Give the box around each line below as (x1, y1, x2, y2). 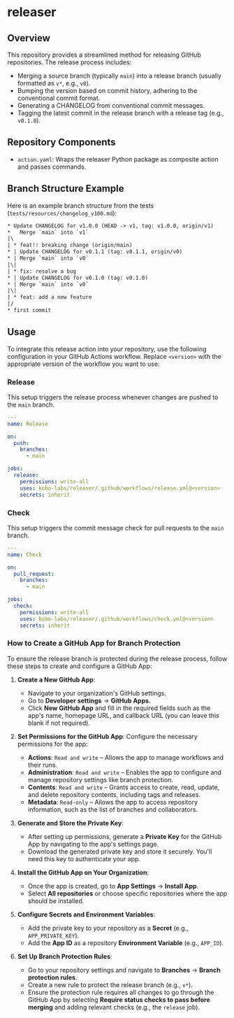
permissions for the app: (17, 740, 89, 748)
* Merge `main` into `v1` (7, 229, 89, 236)
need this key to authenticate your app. (27, 854, 141, 863)
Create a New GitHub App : (17, 675, 96, 684)
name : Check (7, 551, 42, 558)
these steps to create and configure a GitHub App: (7, 662, 152, 670)
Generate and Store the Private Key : (17, 819, 124, 827)
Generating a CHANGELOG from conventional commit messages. (17, 101, 205, 109)
